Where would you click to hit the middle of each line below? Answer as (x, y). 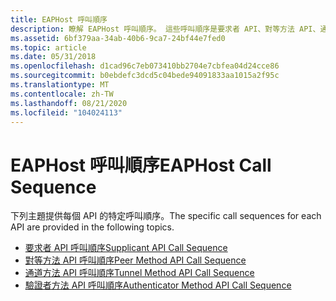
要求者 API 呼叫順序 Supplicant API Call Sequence (126, 248)
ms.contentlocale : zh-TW (62, 94)
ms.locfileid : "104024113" (66, 112)
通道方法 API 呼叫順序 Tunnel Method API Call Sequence (139, 273)
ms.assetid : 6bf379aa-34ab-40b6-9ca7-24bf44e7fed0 (118, 38)
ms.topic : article (48, 47)
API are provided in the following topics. (92, 227)
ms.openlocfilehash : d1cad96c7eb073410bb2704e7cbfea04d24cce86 (145, 66)
